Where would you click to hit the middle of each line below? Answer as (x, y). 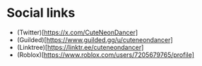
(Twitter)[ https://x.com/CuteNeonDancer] (77, 32)
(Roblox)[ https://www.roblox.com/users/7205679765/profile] (106, 55)
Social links (41, 13)
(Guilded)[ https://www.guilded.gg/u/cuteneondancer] (95, 39)
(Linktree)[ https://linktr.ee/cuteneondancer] (80, 47)
